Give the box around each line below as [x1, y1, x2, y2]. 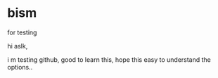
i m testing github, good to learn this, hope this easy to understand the [7, 55, 211, 64]
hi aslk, [7, 41, 28, 50]
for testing [7, 28, 37, 37]
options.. [7, 63, 33, 71]
